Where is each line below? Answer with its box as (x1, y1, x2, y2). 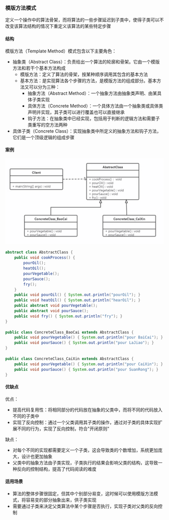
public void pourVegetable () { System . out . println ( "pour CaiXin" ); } (14, 362, 163, 367)
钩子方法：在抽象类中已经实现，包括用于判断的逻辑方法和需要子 (27, 115, 160, 122)
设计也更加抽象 (21, 453, 53, 459)
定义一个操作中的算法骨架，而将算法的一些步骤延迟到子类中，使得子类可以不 (5, 17, 164, 23)
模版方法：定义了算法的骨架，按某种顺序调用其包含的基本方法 (20, 71, 148, 77)
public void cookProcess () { (14, 255, 75, 260)
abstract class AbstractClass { (5, 250, 73, 255)
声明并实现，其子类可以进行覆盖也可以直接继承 (27, 109, 125, 115)
